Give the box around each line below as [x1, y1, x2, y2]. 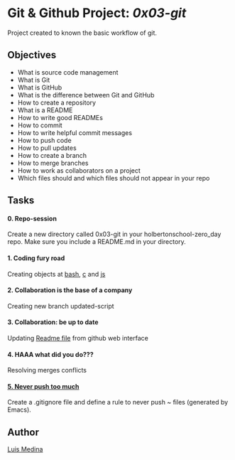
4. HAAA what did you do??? [7, 350, 94, 358]
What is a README [17, 105, 73, 114]
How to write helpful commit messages [17, 128, 133, 137]
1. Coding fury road [7, 254, 65, 262]
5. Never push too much [7, 382, 80, 390]
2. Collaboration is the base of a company [7, 286, 133, 294]
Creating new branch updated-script [7, 301, 115, 310]
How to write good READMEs [17, 113, 103, 122]
